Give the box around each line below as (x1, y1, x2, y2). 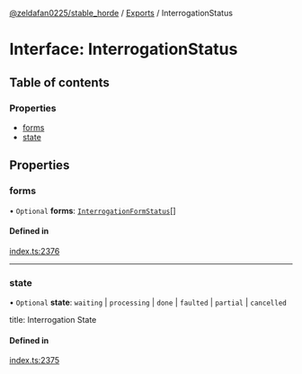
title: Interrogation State (9, 315, 97, 325)
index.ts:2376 (9, 245, 60, 256)
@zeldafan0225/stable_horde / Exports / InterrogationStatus (9, 8, 234, 18)
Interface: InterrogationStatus (9, 40, 238, 59)
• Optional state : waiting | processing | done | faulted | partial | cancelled (9, 297, 288, 308)
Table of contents (9, 75, 110, 90)
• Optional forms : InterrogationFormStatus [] (9, 205, 177, 216)
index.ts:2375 (9, 355, 60, 366)
